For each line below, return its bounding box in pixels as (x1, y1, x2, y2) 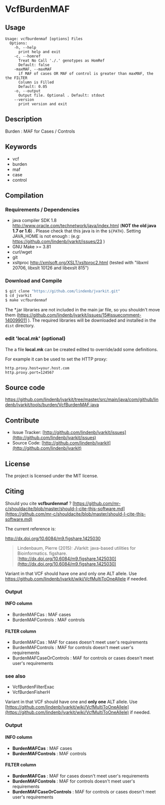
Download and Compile (5, 277, 62, 284)
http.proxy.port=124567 (5, 370, 54, 375)
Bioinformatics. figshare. (17, 550, 68, 556)
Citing (5, 487, 24, 496)
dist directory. (5, 323, 35, 329)
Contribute (5, 416, 40, 425)
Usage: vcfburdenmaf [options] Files (5, 36, 83, 41)
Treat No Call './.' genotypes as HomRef (18, 58, 105, 63)
